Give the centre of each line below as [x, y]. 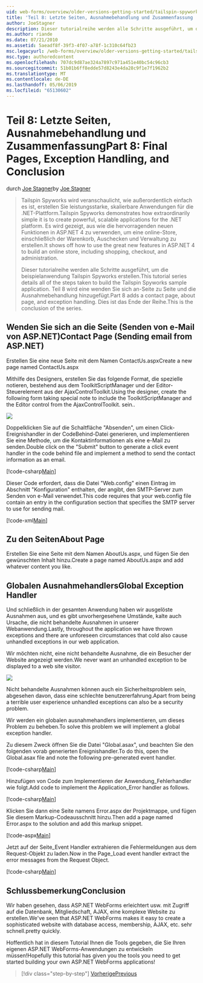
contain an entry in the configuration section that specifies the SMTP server [101, 502]
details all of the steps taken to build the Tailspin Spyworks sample [104, 282]
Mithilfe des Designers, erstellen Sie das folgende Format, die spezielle [95, 379]
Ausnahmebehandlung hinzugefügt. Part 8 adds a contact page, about [108, 295]
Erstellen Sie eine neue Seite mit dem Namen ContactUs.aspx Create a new [99, 361]
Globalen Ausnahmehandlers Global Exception [95, 586]
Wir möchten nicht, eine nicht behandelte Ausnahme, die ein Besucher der [99, 654]
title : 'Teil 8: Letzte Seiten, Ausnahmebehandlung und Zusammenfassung [100, 18]
